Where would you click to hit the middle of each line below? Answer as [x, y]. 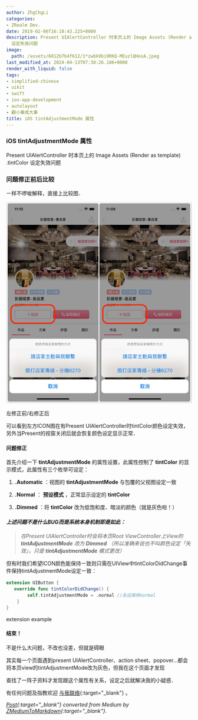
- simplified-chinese [33, 81]
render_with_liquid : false [39, 69]
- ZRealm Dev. [24, 25]
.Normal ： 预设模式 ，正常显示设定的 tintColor [72, 495]
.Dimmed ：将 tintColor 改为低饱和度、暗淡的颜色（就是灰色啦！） [96, 507]
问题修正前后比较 [30, 179]
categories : [21, 19]
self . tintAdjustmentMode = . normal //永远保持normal [92, 595]
